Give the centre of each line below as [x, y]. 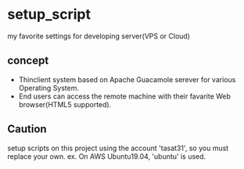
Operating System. [49, 88]
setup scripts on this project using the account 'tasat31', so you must [118, 148]
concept [28, 61]
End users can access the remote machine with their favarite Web [125, 96]
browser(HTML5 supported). [65, 104]
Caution [27, 129]
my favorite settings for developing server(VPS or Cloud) [99, 36]
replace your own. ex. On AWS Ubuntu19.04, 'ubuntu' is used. [107, 156]
